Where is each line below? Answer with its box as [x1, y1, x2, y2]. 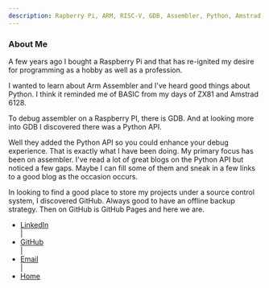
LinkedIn [19, 220, 49, 229]
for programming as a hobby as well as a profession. [8, 65, 183, 75]
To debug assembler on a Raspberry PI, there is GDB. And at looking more [8, 113, 255, 123]
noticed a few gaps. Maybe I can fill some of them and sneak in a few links [8, 163, 256, 173]
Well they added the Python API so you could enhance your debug [8, 138, 230, 147]
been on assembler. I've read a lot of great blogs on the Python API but [8, 154, 244, 164]
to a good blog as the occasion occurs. [8, 171, 139, 181]
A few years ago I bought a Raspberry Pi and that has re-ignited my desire [8, 56, 255, 66]
